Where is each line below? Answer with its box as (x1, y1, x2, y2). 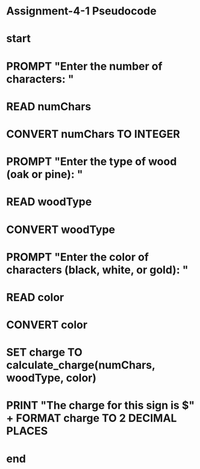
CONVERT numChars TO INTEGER (6, 127, 181, 141)
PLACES (6, 424, 48, 438)
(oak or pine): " (6, 167, 83, 181)
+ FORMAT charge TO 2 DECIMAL (6, 411, 177, 425)
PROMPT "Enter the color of (6, 250, 149, 264)
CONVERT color (6, 318, 88, 332)
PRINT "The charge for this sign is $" (6, 399, 195, 412)
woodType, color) (6, 371, 97, 385)
